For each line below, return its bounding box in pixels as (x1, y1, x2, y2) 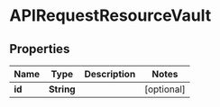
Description (84, 68, 136, 80)
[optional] (143, 83, 187, 95)
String (48, 83, 76, 95)
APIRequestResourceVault (9, 5, 212, 26)
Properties (9, 41, 70, 57)
